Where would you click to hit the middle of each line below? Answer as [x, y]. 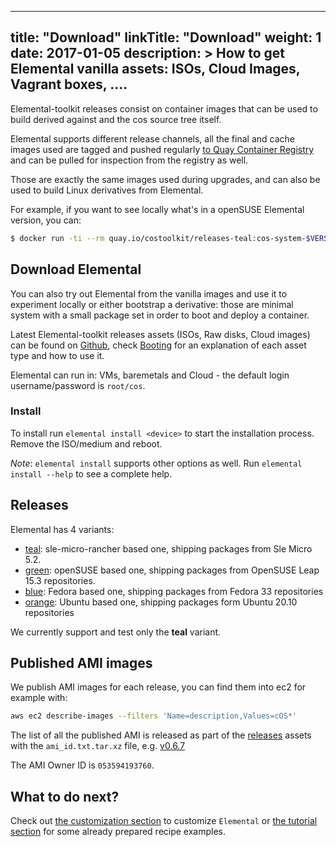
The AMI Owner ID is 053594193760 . [82, 765]
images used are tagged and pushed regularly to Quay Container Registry [162, 149]
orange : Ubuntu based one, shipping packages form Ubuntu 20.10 [161, 602]
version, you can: [46, 220]
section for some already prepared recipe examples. [118, 832]
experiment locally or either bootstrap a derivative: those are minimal [152, 304]
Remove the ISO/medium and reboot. [86, 443]
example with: [39, 698]
